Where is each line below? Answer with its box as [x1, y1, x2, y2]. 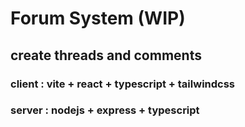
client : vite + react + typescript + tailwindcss [10, 77, 236, 91]
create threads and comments [10, 47, 202, 64]
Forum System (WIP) [10, 7, 186, 30]
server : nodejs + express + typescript [10, 103, 200, 117]
